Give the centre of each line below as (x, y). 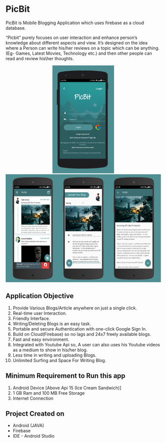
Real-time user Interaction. (40, 313)
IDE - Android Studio (33, 436)
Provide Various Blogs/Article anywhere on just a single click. (75, 308)
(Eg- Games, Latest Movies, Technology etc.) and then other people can (79, 53)
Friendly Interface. (31, 318)
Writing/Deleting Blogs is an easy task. (52, 324)
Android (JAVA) (28, 426)
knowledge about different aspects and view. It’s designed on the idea (77, 42)
